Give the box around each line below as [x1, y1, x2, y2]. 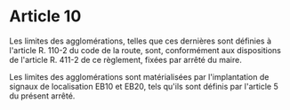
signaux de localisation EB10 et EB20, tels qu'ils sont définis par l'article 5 [9, 81, 278, 91]
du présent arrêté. [9, 90, 76, 101]
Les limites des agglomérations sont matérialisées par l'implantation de [9, 71, 270, 82]
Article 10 [9, 6, 82, 27]
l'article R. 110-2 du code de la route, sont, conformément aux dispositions [9, 44, 282, 55]
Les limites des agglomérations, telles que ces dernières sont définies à [9, 35, 271, 46]
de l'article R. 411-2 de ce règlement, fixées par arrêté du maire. [9, 54, 242, 65]
